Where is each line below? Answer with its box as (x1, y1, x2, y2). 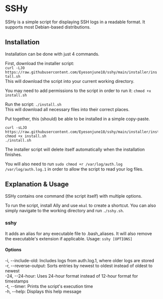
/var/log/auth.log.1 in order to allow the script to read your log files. (5, 166, 144, 172)
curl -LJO (5, 65, 25, 70)
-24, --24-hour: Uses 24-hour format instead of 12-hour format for (5, 273, 138, 279)
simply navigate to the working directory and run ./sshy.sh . (5, 207, 124, 213)
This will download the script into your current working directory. (5, 78, 134, 84)
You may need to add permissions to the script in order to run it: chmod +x (5, 88, 151, 94)
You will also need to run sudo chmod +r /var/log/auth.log (5, 161, 123, 167)
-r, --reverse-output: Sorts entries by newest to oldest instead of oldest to (5, 263, 153, 269)
